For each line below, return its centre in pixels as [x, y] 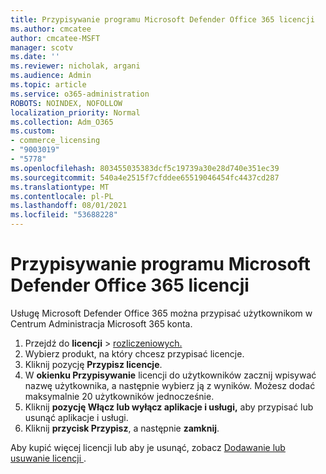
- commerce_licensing [55, 141]
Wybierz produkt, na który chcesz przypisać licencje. [134, 353]
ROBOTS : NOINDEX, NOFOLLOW [66, 103]
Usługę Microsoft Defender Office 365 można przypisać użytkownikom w [161, 313]
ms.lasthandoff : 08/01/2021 [69, 206]
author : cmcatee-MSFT [55, 38]
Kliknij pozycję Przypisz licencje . [93, 364]
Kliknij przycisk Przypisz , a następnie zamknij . [122, 428]
